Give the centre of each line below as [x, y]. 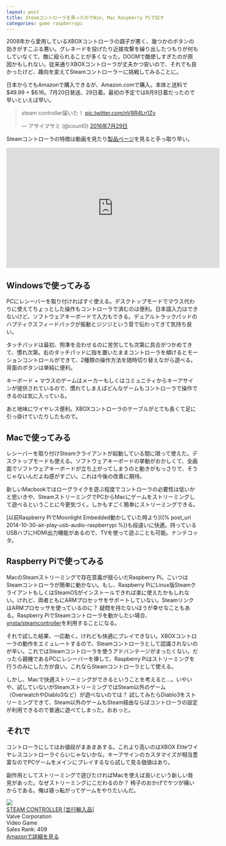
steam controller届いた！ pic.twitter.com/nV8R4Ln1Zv [88, 113]
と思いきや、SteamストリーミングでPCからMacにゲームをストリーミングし [101, 497]
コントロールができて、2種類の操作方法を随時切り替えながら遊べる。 [109, 360]
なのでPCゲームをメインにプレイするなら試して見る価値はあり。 [92, 762]
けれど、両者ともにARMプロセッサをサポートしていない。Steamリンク [105, 600]
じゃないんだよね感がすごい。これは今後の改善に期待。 [76, 476]
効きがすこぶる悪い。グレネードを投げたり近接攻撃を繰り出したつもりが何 [100, 49]
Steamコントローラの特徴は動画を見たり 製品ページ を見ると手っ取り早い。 [100, 139]
